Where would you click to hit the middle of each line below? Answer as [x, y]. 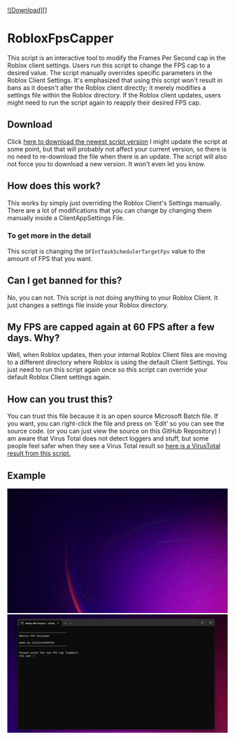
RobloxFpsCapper [60, 39]
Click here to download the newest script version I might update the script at [117, 141]
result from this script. [39, 453]
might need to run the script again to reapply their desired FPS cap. [104, 102]
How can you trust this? [60, 399]
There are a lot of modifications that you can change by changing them [109, 210]
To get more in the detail [49, 236]
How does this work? [54, 186]
